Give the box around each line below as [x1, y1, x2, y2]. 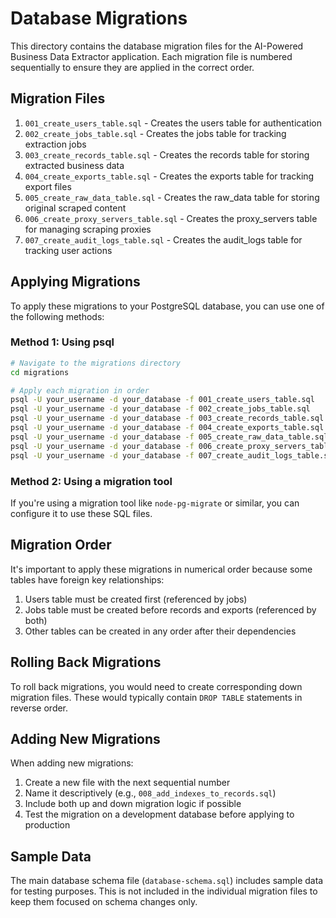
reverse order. [10, 702, 69, 714]
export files [24, 180, 72, 192]
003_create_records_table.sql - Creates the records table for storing [24, 148, 310, 161]
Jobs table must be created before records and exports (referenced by [24, 603, 317, 616]
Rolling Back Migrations [10, 654, 162, 671]
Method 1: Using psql [10, 335, 115, 349]
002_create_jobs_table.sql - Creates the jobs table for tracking [24, 127, 287, 139]
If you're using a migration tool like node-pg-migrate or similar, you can [10, 497, 300, 509]
